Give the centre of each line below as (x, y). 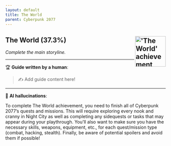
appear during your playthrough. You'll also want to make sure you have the (85, 122)
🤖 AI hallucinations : (26, 96)
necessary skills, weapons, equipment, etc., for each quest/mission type (81, 127)
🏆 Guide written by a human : (37, 67)
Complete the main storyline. (36, 52)
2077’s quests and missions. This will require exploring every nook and (79, 111)
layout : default (22, 10)
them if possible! (23, 138)
